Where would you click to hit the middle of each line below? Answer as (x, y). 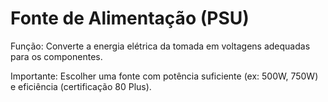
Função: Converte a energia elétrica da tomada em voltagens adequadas (160, 46)
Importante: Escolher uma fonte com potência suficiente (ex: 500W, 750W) (164, 76)
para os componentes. (56, 56)
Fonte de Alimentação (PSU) (130, 18)
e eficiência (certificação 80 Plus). (81, 86)
